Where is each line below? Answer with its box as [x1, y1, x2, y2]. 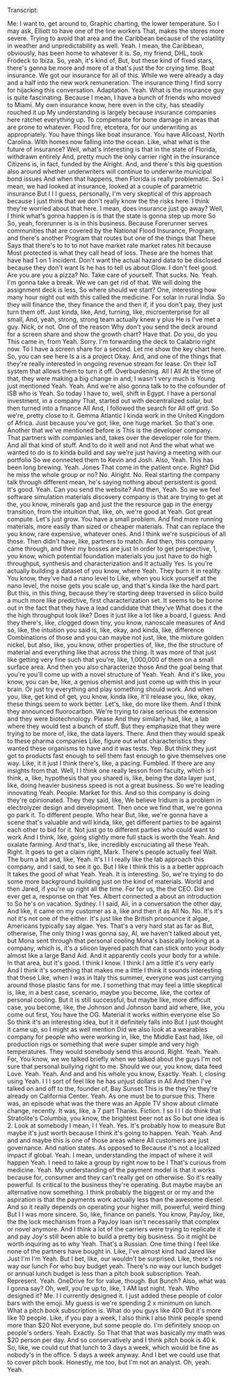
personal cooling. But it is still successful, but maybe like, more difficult [7, 995, 211, 1004]
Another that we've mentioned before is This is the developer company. [7, 426, 212, 434]
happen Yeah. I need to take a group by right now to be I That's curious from [7, 1158, 227, 1167]
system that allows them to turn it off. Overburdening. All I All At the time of [7, 367, 222, 375]
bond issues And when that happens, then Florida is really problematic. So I [7, 175, 224, 183]
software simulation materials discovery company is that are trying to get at [7, 493, 224, 501]
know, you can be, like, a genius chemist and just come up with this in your [7, 678, 221, 686]
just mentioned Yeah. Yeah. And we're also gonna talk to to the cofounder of [7, 382, 226, 390]
